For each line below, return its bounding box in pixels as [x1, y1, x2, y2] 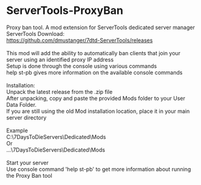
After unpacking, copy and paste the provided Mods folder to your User [6, 95, 185, 102]
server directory [6, 113, 47, 121]
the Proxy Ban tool [6, 172, 53, 179]
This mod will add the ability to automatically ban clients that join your [6, 49, 181, 56]
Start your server [6, 159, 49, 166]
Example [6, 127, 29, 134]
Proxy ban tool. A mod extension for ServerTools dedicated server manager [6, 24, 196, 31]
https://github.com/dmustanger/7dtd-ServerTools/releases [6, 36, 153, 44]
